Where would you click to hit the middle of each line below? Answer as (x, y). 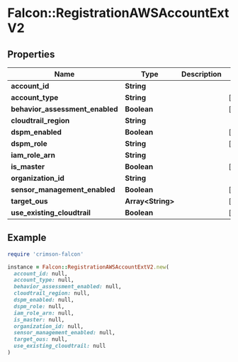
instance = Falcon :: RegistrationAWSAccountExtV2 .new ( (89, 267)
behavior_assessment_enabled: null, (68, 287)
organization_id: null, (49, 326)
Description (202, 74)
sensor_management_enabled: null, (64, 333)
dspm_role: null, (39, 306)
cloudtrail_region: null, (52, 293)
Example (27, 238)
